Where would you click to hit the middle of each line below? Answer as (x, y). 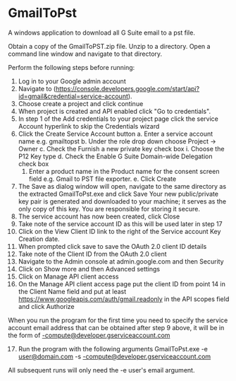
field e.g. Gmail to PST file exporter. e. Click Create (103, 179)
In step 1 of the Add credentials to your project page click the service (118, 119)
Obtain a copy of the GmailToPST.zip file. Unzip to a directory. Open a (109, 46)
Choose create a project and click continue (81, 103)
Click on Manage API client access (68, 276)
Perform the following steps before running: (72, 67)
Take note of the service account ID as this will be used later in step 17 (120, 223)
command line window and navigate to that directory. (85, 54)
